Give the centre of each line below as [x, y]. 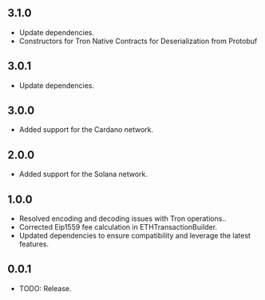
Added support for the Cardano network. [86, 130]
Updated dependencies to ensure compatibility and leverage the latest [134, 236]
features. [34, 244]
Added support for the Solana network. [83, 174]
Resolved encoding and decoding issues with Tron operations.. [123, 218]
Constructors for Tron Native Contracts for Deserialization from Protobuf [138, 41]
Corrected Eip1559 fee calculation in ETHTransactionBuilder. [118, 227]
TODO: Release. [45, 288]
